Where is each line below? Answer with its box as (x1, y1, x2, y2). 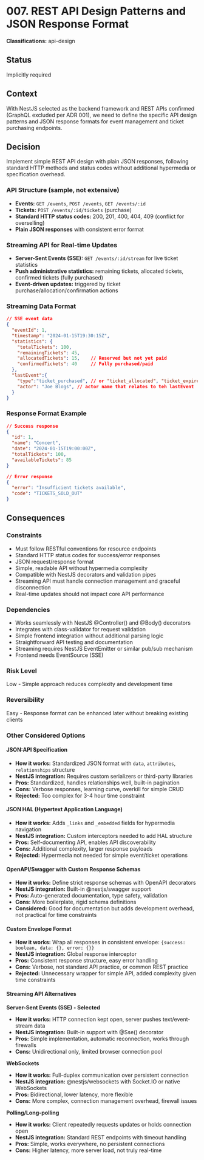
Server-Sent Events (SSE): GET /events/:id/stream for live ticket (15, 254, 178, 262)
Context (6, 89, 38, 99)
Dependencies (6, 605, 50, 614)
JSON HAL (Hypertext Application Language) (6, 806, 123, 813)
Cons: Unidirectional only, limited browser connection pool (15, 1048, 163, 1055)
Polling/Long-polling (6, 1109, 59, 1116)
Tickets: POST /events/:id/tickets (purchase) (15, 206, 132, 213)
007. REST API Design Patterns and (6, 4, 186, 18)
